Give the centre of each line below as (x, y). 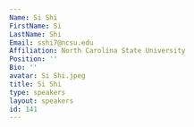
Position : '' (34, 59)
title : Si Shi (36, 84)
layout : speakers (42, 101)
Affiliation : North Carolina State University (97, 51)
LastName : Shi (36, 34)
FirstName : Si (36, 26)
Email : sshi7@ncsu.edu (51, 42)
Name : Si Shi (34, 17)
